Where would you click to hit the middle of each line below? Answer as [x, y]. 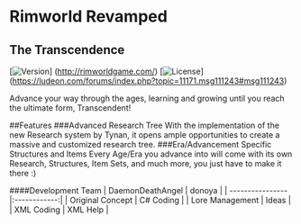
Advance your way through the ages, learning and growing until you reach [147, 98]
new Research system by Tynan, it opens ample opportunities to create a [145, 135]
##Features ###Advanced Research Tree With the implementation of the [144, 125]
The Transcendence [67, 50]
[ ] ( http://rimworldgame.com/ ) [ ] [107, 71]
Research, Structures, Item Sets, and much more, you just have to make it [146, 163]
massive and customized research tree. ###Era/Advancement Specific [141, 144]
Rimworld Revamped [89, 17]
